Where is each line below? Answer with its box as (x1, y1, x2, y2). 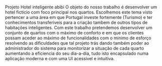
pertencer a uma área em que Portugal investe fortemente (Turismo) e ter (5, 15, 153, 20)
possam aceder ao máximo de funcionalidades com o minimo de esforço (5, 35, 151, 41)
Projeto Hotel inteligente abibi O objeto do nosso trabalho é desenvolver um (5, 4, 158, 10)
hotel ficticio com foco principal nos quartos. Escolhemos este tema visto (5, 9, 153, 15)
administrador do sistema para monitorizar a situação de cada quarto (5, 46, 144, 51)
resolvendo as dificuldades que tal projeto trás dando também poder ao (5, 40, 149, 46)
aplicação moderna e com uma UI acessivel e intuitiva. (5, 56, 115, 61)
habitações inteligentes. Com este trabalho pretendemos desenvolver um (5, 25, 153, 31)
